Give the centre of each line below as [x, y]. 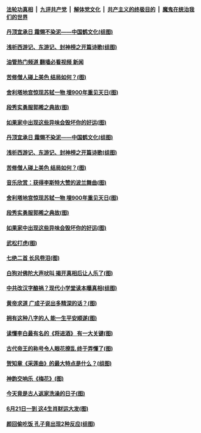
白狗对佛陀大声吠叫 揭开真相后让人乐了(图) [60, 273]
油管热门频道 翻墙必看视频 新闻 [45, 62]
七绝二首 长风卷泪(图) [33, 258]
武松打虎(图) [22, 243]
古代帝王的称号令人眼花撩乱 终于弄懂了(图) [60, 348]
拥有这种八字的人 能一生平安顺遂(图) [52, 318]
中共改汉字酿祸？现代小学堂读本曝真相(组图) [62, 288]
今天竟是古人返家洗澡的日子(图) [46, 393]
